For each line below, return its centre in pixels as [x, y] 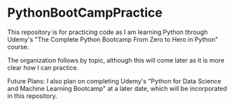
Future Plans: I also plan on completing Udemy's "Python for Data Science [115, 81]
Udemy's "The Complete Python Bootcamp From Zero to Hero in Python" [113, 39]
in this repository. [32, 96]
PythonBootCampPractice [85, 13]
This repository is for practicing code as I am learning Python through [108, 32]
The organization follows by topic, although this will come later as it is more [116, 60]
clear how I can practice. [43, 67]
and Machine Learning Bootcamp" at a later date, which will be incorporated [117, 88]
